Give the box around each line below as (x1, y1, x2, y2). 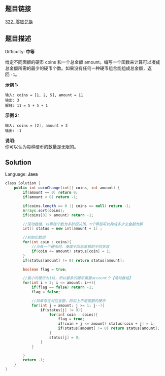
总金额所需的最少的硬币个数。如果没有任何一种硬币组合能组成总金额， (5, 65, 148, 71)
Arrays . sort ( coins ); (23, 208, 65, 213)
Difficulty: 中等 (5, 48, 35, 54)
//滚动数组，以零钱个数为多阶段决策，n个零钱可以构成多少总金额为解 (23, 221, 143, 227)
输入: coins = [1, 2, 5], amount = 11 (5, 93, 83, 98)
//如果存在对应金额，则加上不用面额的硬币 (31, 298, 106, 303)
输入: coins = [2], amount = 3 (5, 123, 68, 128)
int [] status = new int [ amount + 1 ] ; (23, 226, 102, 231)
